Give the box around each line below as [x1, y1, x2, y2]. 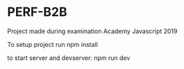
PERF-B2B [7, 4, 67, 20]
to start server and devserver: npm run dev [7, 53, 131, 62]
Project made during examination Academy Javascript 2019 [7, 27, 178, 35]
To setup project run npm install [7, 40, 99, 48]
